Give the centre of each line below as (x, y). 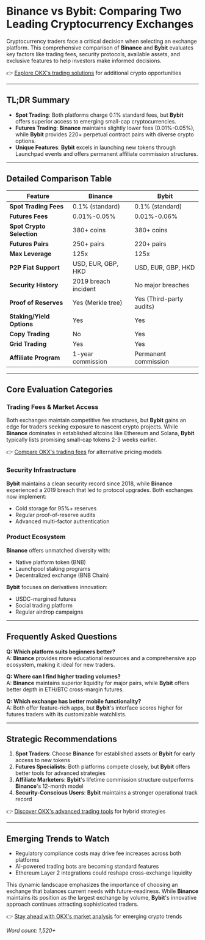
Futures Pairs (29, 244)
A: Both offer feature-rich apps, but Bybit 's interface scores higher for (95, 708)
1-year (83, 354)
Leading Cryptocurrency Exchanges (100, 24)
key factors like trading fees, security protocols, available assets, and (93, 54)
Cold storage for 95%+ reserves (56, 508)
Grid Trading (28, 343)
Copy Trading (30, 334)
